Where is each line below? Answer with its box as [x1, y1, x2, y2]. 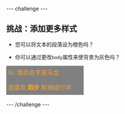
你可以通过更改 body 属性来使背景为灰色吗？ [14, 53, 121, 60]
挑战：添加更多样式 [6, 24, 77, 34]
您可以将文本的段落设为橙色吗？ [14, 41, 94, 48]
